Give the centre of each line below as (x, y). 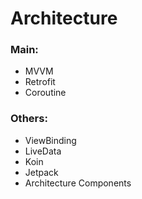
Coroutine (45, 93)
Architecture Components (78, 183)
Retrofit (40, 82)
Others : (29, 119)
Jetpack (41, 172)
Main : (24, 50)
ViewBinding (50, 140)
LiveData (43, 151)
